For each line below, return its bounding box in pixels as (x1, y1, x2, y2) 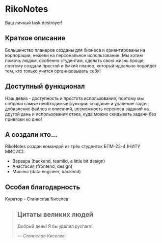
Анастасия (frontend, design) (12, 163, 73, 169)
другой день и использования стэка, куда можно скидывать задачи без (5, 111, 156, 117)
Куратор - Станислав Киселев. (5, 196, 70, 202)
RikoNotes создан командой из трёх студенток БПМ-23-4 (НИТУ (5, 144, 140, 150)
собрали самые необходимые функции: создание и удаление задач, (5, 100, 149, 106)
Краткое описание (5, 34, 65, 42)
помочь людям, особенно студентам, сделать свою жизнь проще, (5, 58, 145, 63)
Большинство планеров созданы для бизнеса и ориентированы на (5, 47, 146, 53)
